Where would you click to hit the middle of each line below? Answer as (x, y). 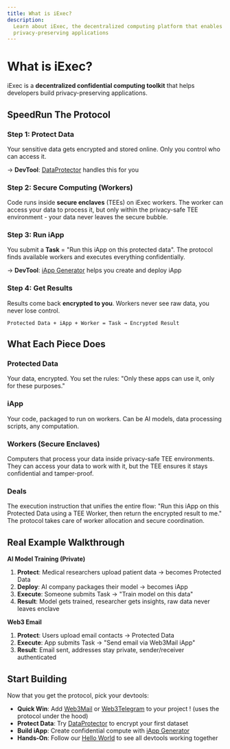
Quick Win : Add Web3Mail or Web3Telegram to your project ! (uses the (118, 708)
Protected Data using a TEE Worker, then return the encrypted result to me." (114, 513)
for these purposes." (36, 386)
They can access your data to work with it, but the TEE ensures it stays (107, 466)
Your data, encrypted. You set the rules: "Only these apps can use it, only (111, 379)
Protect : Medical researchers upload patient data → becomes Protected (119, 572)
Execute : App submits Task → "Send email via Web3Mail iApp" (106, 642)
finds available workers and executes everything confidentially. (96, 257)
